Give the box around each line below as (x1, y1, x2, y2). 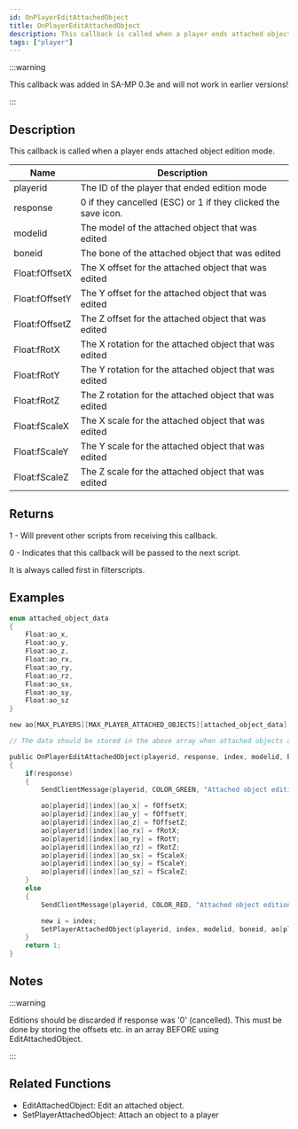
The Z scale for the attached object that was (80, 466, 264, 478)
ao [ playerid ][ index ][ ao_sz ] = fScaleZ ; (41, 867, 189, 876)
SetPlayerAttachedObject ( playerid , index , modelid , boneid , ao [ (41, 924, 284, 934)
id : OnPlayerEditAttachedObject (9, 12, 129, 22)
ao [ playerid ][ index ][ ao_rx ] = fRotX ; (41, 826, 180, 835)
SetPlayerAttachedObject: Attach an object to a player (21, 1109, 219, 1120)
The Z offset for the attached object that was (80, 312, 267, 325)
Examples (9, 591, 65, 606)
